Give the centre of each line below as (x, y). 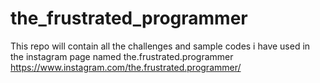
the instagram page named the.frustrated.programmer (122, 56)
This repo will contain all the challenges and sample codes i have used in (160, 46)
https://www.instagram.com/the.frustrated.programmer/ (126, 67)
